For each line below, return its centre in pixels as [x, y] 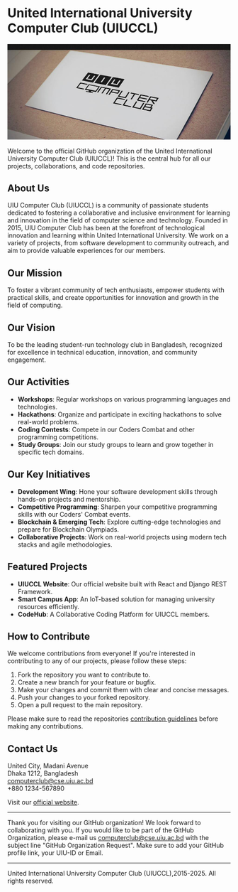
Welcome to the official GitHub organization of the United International [110, 151]
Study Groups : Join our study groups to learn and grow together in [115, 444]
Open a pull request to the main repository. [80, 705]
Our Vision [31, 327]
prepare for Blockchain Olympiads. [68, 529]
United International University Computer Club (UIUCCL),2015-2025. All [112, 874]
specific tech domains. [51, 452]
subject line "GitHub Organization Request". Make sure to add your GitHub [116, 845]
